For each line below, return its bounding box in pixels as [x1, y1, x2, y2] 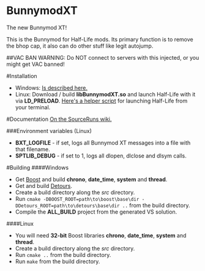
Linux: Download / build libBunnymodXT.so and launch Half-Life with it [15, 90, 196, 98]
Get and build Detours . [15, 182, 72, 189]
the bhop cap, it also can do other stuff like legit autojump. [6, 42, 154, 49]
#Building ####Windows [6, 164, 69, 171]
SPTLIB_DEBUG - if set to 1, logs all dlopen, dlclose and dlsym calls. [15, 152, 187, 159]
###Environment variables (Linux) [6, 127, 92, 134]
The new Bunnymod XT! [6, 24, 67, 31]
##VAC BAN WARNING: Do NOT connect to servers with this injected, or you [6, 54, 199, 61]
